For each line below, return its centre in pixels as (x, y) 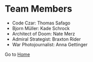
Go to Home (17, 54)
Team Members (38, 9)
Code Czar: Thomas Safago (41, 23)
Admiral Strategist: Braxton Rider (46, 39)
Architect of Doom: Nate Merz (43, 34)
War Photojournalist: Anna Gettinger (50, 44)
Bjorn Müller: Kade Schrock (41, 28)
